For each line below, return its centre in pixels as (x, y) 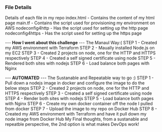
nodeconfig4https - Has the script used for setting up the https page (73, 33)
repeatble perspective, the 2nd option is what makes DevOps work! (72, 124)
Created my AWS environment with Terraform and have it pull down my (76, 114)
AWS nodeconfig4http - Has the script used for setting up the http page (77, 28)
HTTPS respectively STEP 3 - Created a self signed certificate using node (79, 93)
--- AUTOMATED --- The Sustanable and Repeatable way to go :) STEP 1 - (79, 78)
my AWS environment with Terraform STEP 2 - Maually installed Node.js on (80, 48)
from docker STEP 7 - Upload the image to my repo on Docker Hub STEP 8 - (81, 109)
